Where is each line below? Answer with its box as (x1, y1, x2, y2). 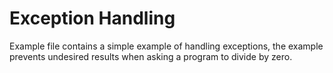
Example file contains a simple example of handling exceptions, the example (9, 40, 324, 52)
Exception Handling (9, 7, 176, 30)
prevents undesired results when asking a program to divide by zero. (9, 50, 293, 62)
